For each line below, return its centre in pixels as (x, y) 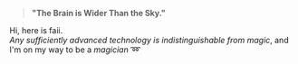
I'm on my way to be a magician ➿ (75, 50)
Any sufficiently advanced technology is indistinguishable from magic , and (149, 40)
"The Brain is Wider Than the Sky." (98, 13)
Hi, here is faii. (36, 30)
